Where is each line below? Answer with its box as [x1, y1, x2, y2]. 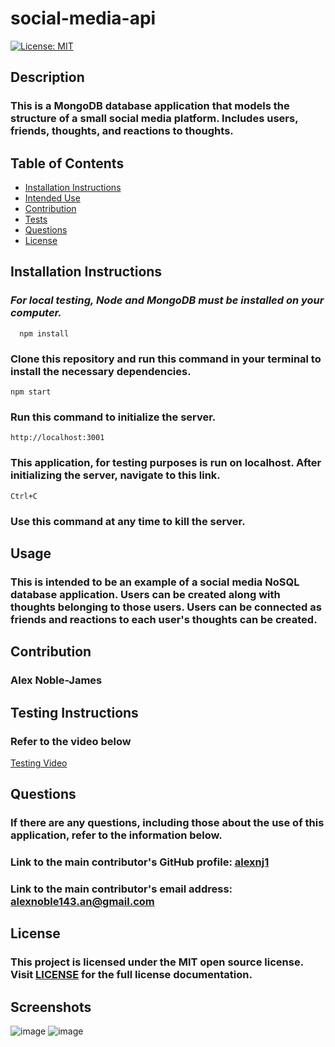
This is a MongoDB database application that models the [10, 99, 290, 113]
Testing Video [10, 757, 68, 769]
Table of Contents [10, 155, 125, 172]
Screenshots [10, 998, 92, 1016]
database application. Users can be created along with [10, 587, 281, 601]
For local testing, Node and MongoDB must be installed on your [10, 293, 325, 307]
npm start [10, 387, 52, 397]
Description [10, 69, 85, 86]
